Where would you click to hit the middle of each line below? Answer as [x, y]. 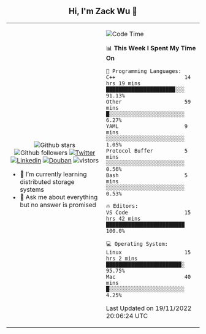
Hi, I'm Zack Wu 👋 [103, 11]
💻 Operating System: [137, 244]
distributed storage [47, 181]
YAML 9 [147, 126]
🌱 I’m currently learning [53, 174]
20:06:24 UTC [127, 316]
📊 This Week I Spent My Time [151, 48]
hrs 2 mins [122, 258]
